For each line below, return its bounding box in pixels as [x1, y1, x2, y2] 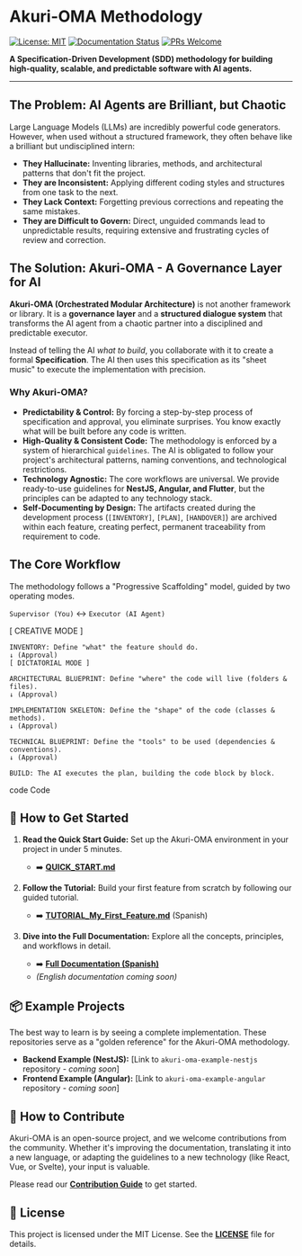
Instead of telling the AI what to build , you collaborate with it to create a [9, 345, 274, 355]
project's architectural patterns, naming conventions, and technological [22, 454, 288, 465]
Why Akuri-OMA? [9, 386, 88, 399]
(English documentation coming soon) [35, 972, 178, 982]
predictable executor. [9, 327, 88, 338]
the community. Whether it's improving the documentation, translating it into [9, 1143, 292, 1153]
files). [9, 682, 39, 691]
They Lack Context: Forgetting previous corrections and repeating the [22, 196, 284, 207]
